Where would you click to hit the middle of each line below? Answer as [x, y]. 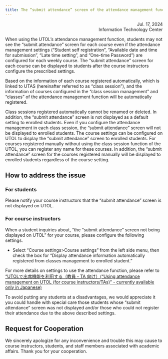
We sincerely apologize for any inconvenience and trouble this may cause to [84, 340]
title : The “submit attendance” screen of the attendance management [79, 10]
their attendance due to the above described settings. [60, 313]
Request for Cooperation [44, 329]
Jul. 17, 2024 [150, 24]
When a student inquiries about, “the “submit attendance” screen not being [82, 230]
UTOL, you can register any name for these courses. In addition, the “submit [83, 149]
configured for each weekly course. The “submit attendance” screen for [79, 60]
